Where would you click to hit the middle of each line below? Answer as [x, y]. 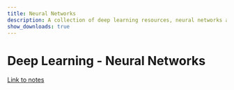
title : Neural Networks [42, 13]
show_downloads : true [39, 26]
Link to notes [26, 80]
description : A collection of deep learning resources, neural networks [115, 20]
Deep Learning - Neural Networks [107, 61]
